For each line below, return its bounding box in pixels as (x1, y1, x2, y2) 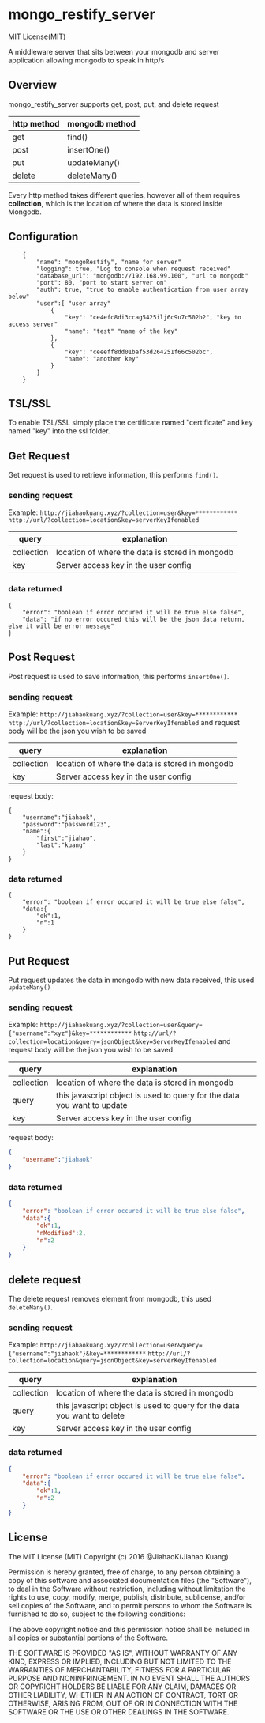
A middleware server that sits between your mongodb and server (8, 47, 220, 56)
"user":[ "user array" (36, 299, 111, 308)
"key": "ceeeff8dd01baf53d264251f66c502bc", (64, 348, 214, 356)
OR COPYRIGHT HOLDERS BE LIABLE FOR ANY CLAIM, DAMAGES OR (8, 1682, 237, 1691)
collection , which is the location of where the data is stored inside (8, 198, 223, 208)
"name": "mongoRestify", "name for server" (36, 258, 181, 266)
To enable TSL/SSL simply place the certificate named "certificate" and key (8, 418, 254, 428)
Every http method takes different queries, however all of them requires (8, 190, 241, 199)
